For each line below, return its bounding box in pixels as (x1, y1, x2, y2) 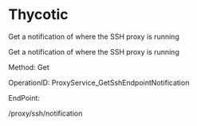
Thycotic (8, 6, 69, 24)
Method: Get (8, 62, 49, 72)
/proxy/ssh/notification (8, 109, 83, 118)
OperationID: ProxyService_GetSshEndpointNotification (8, 78, 190, 87)
